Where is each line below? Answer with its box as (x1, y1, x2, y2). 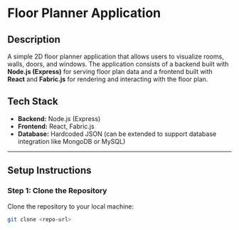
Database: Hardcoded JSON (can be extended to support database (17, 130, 217, 138)
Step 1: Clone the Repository (7, 186, 107, 196)
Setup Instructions (7, 164, 92, 177)
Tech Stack (7, 95, 58, 108)
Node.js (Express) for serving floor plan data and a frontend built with (7, 68, 213, 75)
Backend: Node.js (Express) (17, 114, 101, 122)
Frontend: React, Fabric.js (17, 122, 95, 130)
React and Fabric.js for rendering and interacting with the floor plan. (7, 75, 208, 83)
